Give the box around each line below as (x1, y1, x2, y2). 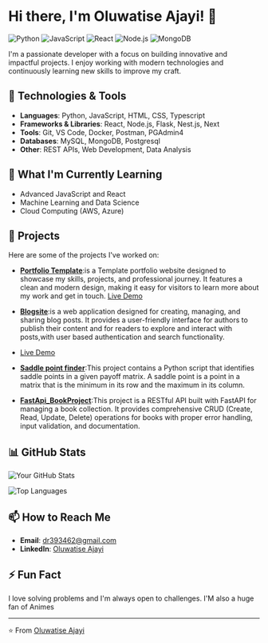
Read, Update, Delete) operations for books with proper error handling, (19, 413, 254, 422)
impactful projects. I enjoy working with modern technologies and (8, 58, 224, 67)
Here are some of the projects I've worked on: (8, 250, 160, 260)
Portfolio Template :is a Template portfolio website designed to (19, 266, 227, 275)
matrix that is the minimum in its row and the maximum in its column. (19, 380, 246, 390)
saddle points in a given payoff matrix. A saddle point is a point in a (19, 372, 241, 381)
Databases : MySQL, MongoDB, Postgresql (19, 136, 161, 146)
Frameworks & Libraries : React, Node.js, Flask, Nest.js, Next (19, 119, 220, 129)
